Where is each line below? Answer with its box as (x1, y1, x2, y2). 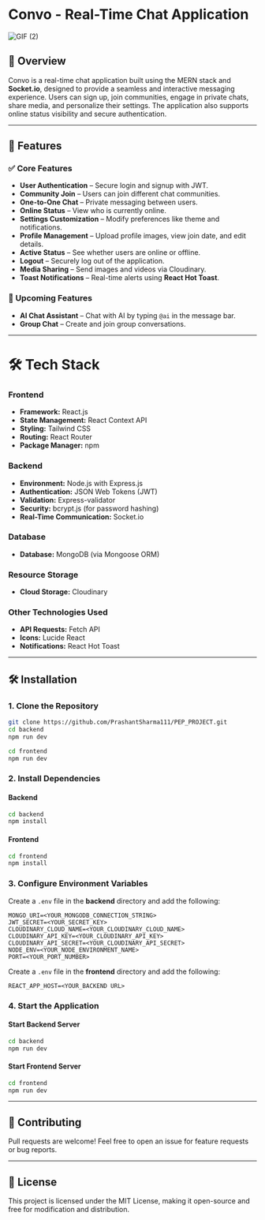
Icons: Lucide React (19, 633, 85, 642)
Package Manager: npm (19, 440, 100, 451)
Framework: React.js (19, 407, 88, 417)
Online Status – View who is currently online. (19, 206, 167, 215)
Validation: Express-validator (19, 495, 116, 504)
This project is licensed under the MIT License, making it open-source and (8, 1196, 250, 1206)
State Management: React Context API (19, 416, 147, 425)
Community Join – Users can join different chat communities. (19, 189, 221, 199)
